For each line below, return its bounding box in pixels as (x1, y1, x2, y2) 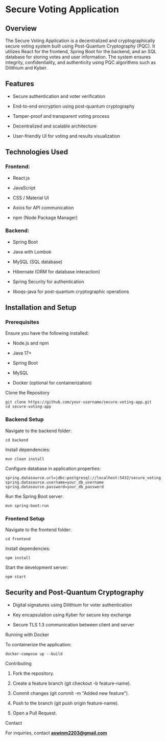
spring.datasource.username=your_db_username (5, 480, 104, 485)
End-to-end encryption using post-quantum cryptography (12, 103, 135, 109)
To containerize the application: (5, 641, 72, 647)
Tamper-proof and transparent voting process (12, 113, 110, 119)
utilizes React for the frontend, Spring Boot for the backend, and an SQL (5, 49, 157, 54)
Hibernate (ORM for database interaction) (12, 268, 101, 274)
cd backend (5, 437, 29, 442)
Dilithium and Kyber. (5, 65, 48, 71)
